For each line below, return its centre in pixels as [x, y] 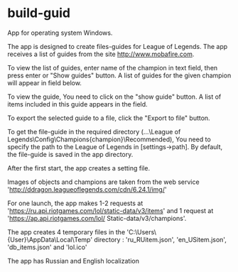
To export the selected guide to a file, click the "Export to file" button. [109, 118]
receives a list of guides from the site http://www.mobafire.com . [101, 54]
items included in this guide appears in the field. [77, 104]
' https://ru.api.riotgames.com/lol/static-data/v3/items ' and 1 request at [110, 210]
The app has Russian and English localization [74, 261]
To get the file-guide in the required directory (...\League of [94, 131]
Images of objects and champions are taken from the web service [104, 182]
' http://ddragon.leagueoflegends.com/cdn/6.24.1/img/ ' [87, 189]
